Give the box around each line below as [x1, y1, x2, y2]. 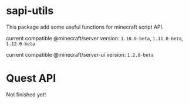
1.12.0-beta [6, 41, 35, 47]
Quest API [6, 72, 56, 85]
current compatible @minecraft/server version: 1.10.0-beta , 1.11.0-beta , [6, 34, 184, 41]
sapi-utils [6, 4, 54, 18]
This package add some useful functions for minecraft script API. [6, 23, 164, 30]
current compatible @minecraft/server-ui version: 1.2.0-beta [6, 51, 154, 58]
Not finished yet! [6, 91, 46, 98]
